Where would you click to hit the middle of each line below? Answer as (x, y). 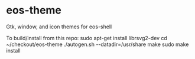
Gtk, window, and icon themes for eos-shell (59, 27)
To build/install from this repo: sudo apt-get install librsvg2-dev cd (87, 38)
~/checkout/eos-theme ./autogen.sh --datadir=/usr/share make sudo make (97, 44)
